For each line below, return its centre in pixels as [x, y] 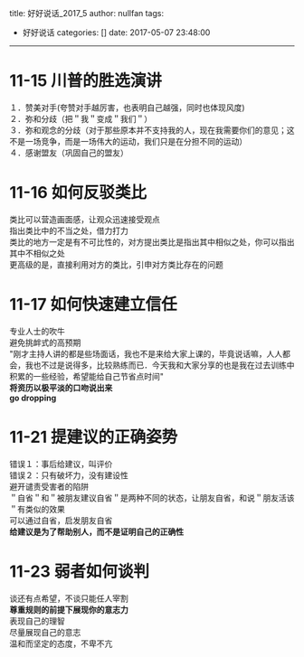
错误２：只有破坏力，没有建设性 [69, 475]
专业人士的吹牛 [37, 331]
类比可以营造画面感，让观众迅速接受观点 [85, 219]
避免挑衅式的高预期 [45, 343]
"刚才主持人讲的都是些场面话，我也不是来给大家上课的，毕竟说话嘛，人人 [146, 353]
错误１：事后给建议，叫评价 [61, 464]
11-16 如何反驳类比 [78, 193]
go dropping [33, 398]
